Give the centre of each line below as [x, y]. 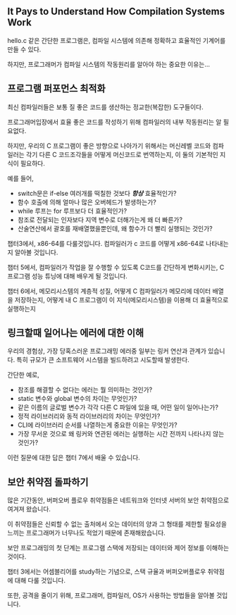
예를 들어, [20, 178]
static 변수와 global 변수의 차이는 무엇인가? [77, 399]
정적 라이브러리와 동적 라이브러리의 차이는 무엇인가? [89, 416]
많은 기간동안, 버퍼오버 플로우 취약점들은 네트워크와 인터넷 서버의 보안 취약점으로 [118, 500]
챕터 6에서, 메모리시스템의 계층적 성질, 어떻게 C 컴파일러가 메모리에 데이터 [109, 291]
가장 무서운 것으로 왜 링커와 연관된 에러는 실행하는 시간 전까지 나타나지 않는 [121, 434]
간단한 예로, [24, 375]
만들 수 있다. [24, 49]
